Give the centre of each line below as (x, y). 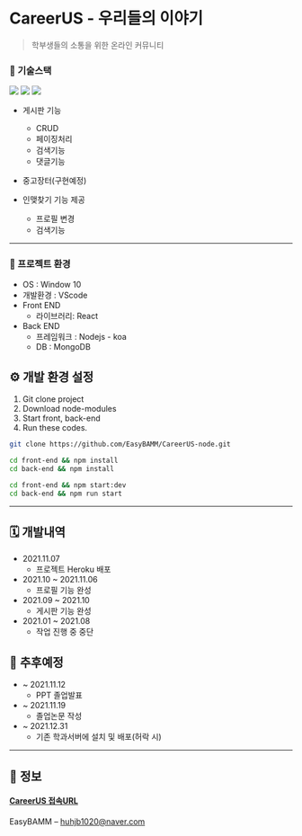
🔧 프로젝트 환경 (40, 264)
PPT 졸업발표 (59, 695)
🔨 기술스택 (31, 70)
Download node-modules (69, 409)
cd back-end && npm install (62, 469)
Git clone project (53, 399)
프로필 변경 (55, 219)
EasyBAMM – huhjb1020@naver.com (77, 821)
